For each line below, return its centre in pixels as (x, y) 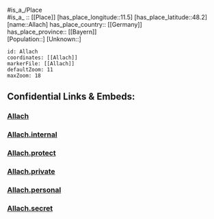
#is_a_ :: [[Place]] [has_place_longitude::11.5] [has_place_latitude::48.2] (107, 17)
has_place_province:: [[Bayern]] (52, 32)
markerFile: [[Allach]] (41, 64)
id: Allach (23, 51)
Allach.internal (32, 135)
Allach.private (31, 172)
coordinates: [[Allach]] (42, 58)
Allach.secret (30, 208)
